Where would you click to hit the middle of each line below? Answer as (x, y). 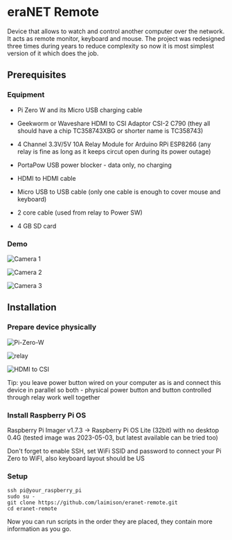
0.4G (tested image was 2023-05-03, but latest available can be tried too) (113, 438)
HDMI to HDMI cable (46, 178)
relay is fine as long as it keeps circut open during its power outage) (114, 151)
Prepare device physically (52, 327)
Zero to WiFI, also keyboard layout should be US (76, 458)
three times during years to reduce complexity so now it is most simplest (111, 46)
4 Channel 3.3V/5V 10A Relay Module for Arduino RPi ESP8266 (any (114, 144)
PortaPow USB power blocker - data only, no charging (94, 165)
